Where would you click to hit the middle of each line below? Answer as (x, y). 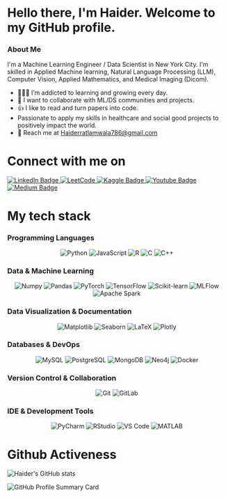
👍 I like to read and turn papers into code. (78, 108)
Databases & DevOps (43, 345)
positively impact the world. (57, 125)
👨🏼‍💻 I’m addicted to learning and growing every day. (92, 93)
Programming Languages (51, 238)
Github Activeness (62, 454)
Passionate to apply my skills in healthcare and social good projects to (118, 118)
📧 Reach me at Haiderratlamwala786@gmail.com (87, 133)
